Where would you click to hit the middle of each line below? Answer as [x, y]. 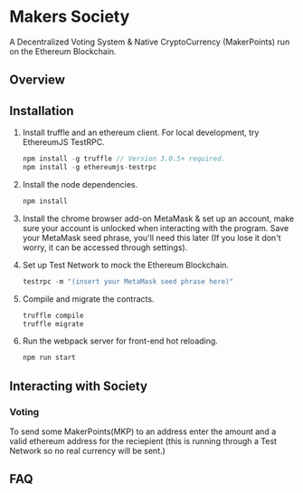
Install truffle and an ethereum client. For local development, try [141, 132]
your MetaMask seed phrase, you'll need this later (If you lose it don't [152, 237]
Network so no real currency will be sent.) [87, 450]
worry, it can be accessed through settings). [105, 247]
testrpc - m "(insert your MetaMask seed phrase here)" [128, 281]
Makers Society [70, 17]
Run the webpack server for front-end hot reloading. [120, 341]
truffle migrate [53, 324]
